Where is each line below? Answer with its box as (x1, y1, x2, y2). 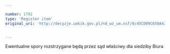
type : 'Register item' (5, 16, 53, 21)
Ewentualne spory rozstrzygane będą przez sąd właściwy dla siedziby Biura (5, 43, 163, 49)
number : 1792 (5, 11, 33, 16)
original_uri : (5, 21, 35, 26)
